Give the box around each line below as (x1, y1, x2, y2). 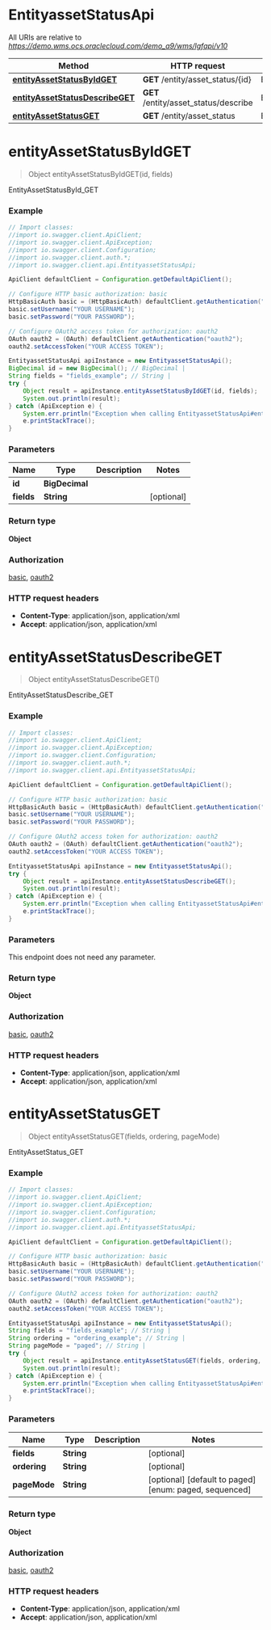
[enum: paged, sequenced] (148, 1485, 252, 1496)
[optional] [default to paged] (148, 1474, 256, 1485)
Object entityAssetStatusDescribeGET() (27, 675, 160, 684)
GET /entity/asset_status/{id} (142, 74, 252, 85)
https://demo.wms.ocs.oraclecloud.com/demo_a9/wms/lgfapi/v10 (8, 40, 228, 50)
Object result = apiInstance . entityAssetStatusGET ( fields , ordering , (23, 1356, 262, 1365)
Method (58, 60, 90, 71)
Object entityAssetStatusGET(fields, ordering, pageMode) (27, 1131, 220, 1141)
